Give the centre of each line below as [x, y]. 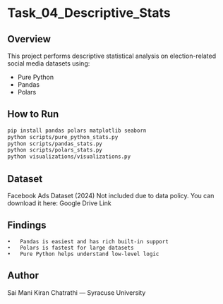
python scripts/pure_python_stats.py [63, 137]
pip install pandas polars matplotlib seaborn [77, 130]
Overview [29, 39]
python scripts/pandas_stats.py [55, 144]
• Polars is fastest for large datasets [71, 248]
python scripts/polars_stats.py [55, 150]
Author [23, 275]
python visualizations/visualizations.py [69, 157]
